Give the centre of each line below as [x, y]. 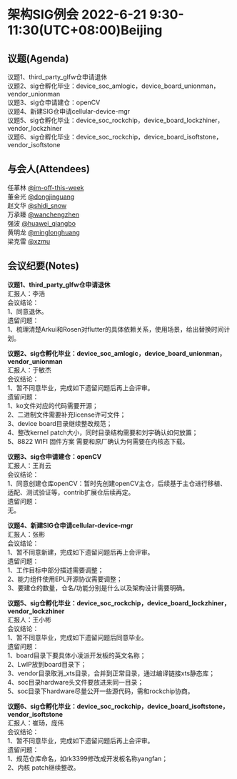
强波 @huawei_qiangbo [42, 223]
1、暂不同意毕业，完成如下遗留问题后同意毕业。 [77, 637]
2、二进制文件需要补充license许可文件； [67, 415]
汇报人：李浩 [26, 293]
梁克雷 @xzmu [29, 241]
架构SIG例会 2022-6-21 [77, 15]
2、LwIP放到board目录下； [47, 664]
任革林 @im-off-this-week [46, 187]
